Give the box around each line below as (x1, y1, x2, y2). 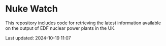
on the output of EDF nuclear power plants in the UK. (5, 25, 116, 31)
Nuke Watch (5, 3, 58, 15)
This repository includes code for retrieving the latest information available (5, 20, 161, 26)
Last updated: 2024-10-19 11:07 (5, 35, 71, 41)
